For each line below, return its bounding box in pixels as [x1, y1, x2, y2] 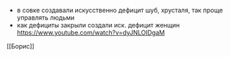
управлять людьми [16, 13, 75, 22]
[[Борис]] [6, 42, 34, 50]
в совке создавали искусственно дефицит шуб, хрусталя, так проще [16, 6, 223, 14]
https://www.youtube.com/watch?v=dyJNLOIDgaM [16, 28, 165, 37]
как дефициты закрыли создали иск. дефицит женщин [16, 21, 180, 29]
